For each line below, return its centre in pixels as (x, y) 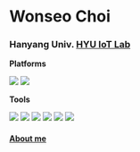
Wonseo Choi (60, 17)
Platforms (28, 63)
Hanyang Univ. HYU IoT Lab (70, 45)
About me (28, 139)
